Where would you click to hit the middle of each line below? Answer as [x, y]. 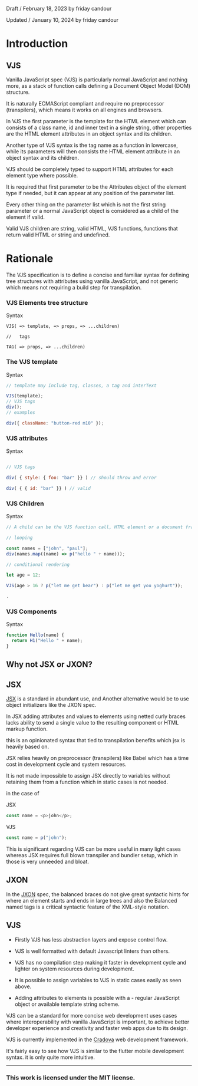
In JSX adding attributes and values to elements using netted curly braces [96, 716]
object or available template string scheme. [67, 1004]
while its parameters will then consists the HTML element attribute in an [93, 152]
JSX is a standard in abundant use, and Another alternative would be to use [98, 699]
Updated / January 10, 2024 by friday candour [62, 20]
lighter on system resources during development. [74, 969]
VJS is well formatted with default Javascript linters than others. [92, 951]
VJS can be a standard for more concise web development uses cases [92, 1015]
